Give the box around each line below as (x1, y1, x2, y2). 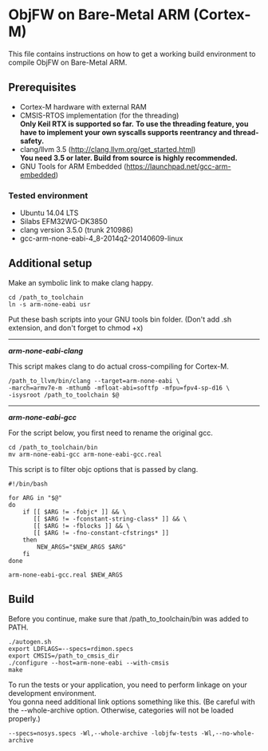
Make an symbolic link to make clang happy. (8, 278, 154, 287)
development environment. (8, 688, 97, 697)
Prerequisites (8, 81, 77, 94)
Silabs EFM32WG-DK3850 (19, 217, 108, 226)
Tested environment (8, 190, 89, 201)
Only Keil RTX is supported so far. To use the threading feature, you (19, 118, 249, 129)
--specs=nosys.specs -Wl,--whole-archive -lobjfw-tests (8, 729, 198, 737)
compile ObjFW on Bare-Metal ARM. (8, 58, 128, 67)
